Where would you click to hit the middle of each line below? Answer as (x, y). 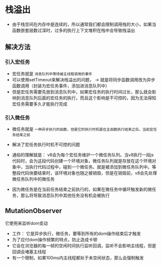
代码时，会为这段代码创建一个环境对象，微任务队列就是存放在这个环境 (82, 161)
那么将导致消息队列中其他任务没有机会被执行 (65, 195)
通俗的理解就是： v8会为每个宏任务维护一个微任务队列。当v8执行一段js (83, 155)
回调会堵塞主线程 (29, 251)
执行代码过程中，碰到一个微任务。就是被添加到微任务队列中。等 (92, 167)
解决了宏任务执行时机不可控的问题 (46, 144)
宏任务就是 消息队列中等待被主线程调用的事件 (52, 74)
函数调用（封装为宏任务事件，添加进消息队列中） (61, 86)
